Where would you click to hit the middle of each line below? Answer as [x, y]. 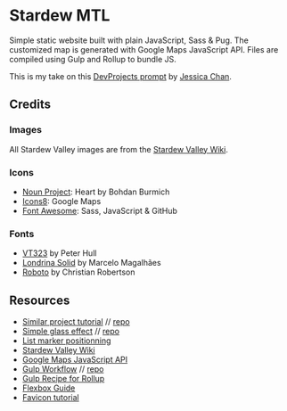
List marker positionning [66, 341]
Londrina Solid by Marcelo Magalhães [92, 263]
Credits [30, 105]
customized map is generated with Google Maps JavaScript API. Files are [144, 49]
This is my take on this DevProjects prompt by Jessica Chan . [120, 76]
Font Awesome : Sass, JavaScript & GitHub [100, 210]
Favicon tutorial [50, 398]
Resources [40, 300]
